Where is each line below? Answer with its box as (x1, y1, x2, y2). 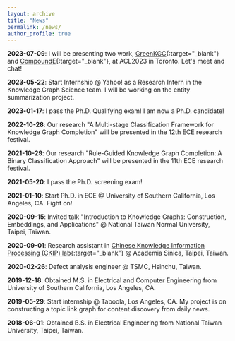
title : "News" (7, 17, 49, 24)
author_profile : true (7, 30, 71, 37)
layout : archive (7, 10, 55, 18)
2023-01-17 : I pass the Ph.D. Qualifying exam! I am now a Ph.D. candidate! (7, 107, 224, 115)
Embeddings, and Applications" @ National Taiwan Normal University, (7, 220, 210, 229)
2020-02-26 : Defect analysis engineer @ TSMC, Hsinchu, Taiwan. (7, 263, 203, 271)
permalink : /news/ (7, 23, 61, 30)
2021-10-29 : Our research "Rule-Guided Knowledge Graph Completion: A (7, 149, 222, 157)
